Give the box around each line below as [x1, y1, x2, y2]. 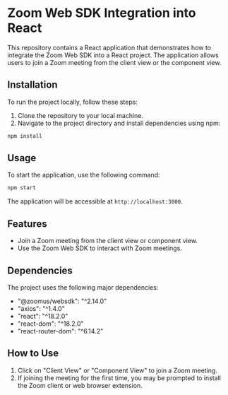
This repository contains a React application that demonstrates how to [7, 43, 212, 52]
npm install [7, 132, 42, 139]
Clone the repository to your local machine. [17, 111, 143, 119]
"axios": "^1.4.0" [17, 304, 65, 312]
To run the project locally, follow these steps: [7, 98, 138, 106]
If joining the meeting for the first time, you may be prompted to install [17, 373, 221, 382]
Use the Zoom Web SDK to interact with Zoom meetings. [17, 244, 182, 252]
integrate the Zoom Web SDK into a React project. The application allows [7, 51, 219, 59]
